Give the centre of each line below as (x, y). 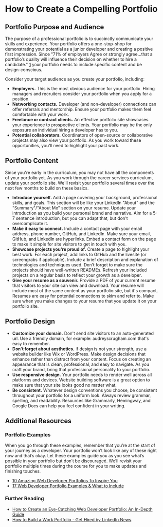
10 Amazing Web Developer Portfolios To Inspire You (65, 481)
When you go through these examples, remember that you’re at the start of (80, 445)
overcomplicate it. (30, 223)
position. (21, 99)
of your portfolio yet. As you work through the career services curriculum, (79, 178)
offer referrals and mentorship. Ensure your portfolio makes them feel (82, 109)
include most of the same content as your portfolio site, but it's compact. (85, 290)
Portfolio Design (30, 322)
